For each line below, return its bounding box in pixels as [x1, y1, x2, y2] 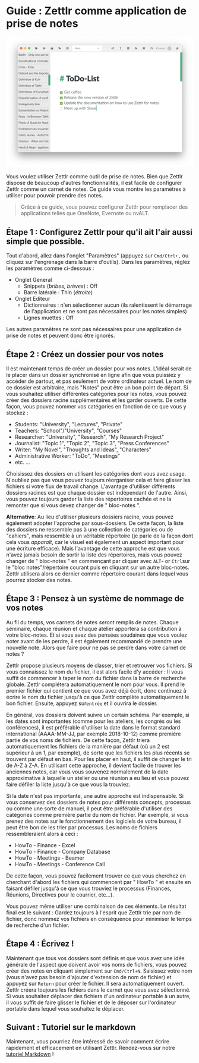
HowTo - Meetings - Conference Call [14, 860, 105, 867]
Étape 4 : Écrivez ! [6, 939, 74, 949]
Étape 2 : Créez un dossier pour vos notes [6, 349, 164, 359]
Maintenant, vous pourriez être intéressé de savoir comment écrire [6, 1038, 170, 1045]
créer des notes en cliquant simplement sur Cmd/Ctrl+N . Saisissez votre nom [6, 967, 192, 974]
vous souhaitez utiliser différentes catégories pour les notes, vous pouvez [6, 391, 187, 397]
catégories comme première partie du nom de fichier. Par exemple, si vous [6, 811, 189, 818]
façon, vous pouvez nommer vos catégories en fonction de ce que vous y [6, 403, 187, 410]
